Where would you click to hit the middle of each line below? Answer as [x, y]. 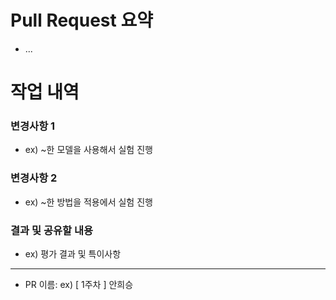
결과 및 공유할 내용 [52, 230]
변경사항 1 [33, 126]
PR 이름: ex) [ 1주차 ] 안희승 [79, 285]
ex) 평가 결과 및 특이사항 [73, 254]
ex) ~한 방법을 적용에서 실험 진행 [88, 202]
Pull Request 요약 [81, 20]
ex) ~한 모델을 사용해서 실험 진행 [88, 150]
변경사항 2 [34, 178]
